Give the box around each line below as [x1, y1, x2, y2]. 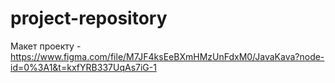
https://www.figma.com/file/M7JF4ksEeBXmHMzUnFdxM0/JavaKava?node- [10, 50, 325, 62]
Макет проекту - [10, 40, 82, 52]
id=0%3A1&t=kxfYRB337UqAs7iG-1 [10, 61, 157, 73]
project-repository [10, 7, 168, 30]
